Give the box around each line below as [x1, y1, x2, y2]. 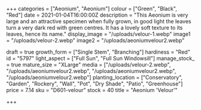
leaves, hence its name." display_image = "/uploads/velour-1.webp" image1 [6, 30, 191, 38]
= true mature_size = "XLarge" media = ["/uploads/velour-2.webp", [6, 61, 171, 68]
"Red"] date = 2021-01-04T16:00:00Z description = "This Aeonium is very [6, 11, 188, 19]
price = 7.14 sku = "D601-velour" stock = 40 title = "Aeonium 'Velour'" [6, 87, 178, 93]
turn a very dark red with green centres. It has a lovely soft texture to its [6, 24, 183, 31]
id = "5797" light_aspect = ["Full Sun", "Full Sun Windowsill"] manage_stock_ [6, 55, 195, 62]
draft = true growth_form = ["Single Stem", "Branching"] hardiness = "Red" [6, 48, 190, 56]
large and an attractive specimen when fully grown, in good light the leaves [6, 18, 191, 25]
